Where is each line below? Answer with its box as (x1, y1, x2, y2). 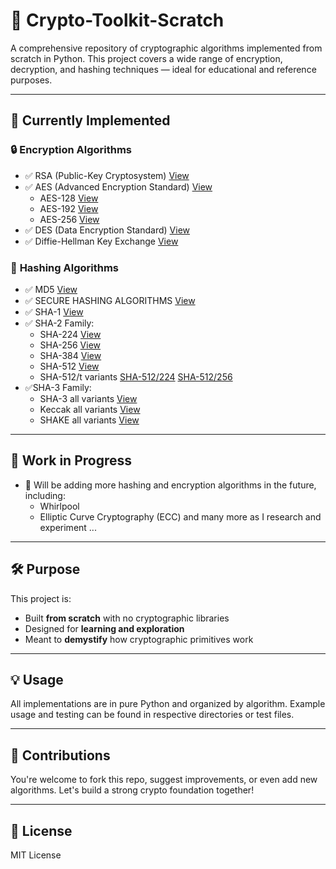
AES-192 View (39, 202, 99, 214)
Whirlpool (39, 500, 80, 512)
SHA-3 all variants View (39, 392, 138, 404)
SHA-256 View (39, 339, 102, 351)
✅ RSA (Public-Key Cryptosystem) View (24, 169, 190, 181)
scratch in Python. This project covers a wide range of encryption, (10, 52, 283, 64)
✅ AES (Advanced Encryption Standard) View (24, 180, 213, 193)
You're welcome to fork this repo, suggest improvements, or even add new (10, 774, 318, 786)
